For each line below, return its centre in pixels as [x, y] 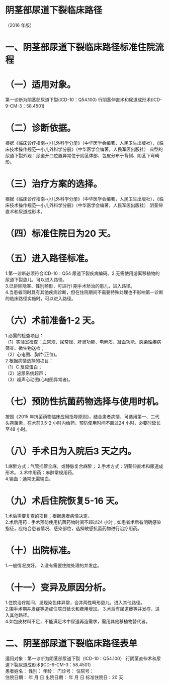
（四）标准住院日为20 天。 [61, 234]
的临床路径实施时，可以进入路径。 [40, 299]
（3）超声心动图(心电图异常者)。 [39, 379]
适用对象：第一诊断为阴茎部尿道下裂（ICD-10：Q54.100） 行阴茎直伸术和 [81, 658]
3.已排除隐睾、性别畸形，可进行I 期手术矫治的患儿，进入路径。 [70, 286]
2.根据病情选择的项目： [29, 361]
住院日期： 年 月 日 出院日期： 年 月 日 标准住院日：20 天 [64, 677]
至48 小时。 [18, 429]
